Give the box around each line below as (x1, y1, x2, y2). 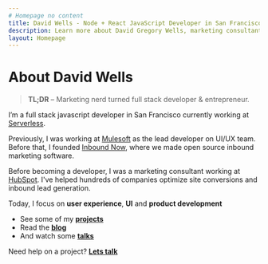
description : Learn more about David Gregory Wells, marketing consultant (8, 26, 262, 34)
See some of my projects (19, 215, 104, 224)
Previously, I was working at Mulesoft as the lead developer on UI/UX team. (8, 134, 256, 144)
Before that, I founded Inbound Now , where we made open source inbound (8, 143, 254, 152)
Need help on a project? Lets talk (8, 246, 118, 256)
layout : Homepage (8, 33, 66, 42)
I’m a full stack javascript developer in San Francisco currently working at (8, 110, 250, 120)
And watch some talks (19, 231, 94, 241)
